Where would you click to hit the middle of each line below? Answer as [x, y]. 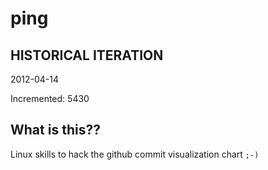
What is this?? [55, 130]
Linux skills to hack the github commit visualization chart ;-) [135, 154]
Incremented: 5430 [50, 98]
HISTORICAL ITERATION [87, 55]
